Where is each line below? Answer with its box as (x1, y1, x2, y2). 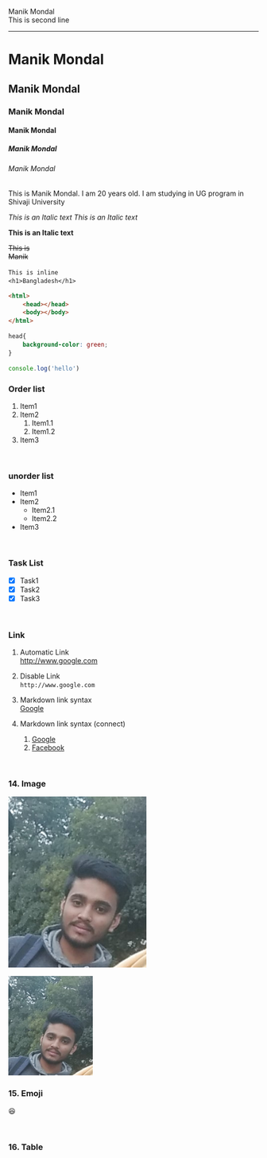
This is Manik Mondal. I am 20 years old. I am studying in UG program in (8, 188, 245, 198)
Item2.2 (31, 514, 57, 523)
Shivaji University (8, 196, 65, 206)
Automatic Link (19, 647, 69, 657)
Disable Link (19, 671, 60, 681)
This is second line (8, 15, 70, 25)
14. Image (8, 778, 46, 789)
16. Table (8, 1141, 44, 1152)
